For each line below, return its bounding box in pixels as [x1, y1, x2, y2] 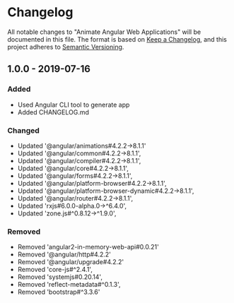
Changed [7, 125, 40, 135]
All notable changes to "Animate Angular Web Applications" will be [7, 28, 201, 36]
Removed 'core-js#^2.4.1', [17, 266, 93, 274]
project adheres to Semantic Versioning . [7, 42, 124, 51]
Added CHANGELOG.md [17, 107, 90, 117]
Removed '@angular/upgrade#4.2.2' [17, 258, 124, 266]
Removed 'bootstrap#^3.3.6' [17, 287, 100, 297]
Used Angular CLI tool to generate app [17, 100, 130, 109]
